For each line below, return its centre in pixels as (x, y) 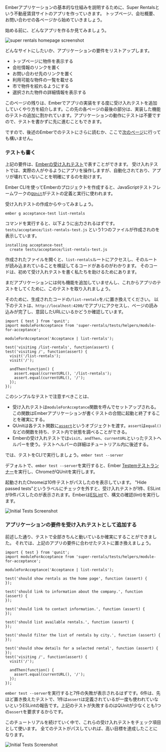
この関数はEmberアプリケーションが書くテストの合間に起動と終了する (84, 413)
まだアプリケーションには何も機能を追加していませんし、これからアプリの (81, 282)
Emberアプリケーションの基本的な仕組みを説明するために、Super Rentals (80, 7)
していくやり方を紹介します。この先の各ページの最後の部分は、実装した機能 (83, 109)
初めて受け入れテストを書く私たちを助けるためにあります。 (79, 272)
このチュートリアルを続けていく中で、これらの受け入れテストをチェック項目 (83, 722)
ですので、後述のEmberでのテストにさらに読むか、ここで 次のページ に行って (83, 132)
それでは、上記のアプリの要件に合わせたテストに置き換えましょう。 (84, 543)
